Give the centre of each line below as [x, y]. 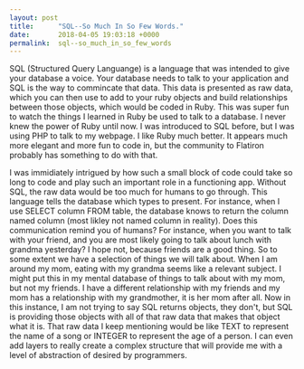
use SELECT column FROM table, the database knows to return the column [149, 211]
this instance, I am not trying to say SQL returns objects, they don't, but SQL [151, 307]
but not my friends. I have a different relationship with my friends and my [145, 288]
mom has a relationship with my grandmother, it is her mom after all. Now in [150, 298]
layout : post [34, 18]
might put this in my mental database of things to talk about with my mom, [147, 279]
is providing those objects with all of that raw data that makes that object [145, 317]
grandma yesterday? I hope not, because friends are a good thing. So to [143, 250]
